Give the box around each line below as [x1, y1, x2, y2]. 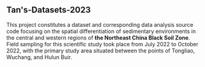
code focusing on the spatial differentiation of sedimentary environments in [6, 27, 196, 35]
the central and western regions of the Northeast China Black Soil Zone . [6, 33, 190, 41]
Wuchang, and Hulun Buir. [6, 53, 72, 60]
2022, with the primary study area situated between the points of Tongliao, [6, 47, 195, 54]
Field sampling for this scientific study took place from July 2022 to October [6, 40, 199, 48]
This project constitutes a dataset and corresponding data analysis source [6, 21, 194, 28]
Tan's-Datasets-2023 [6, 5, 91, 15]
